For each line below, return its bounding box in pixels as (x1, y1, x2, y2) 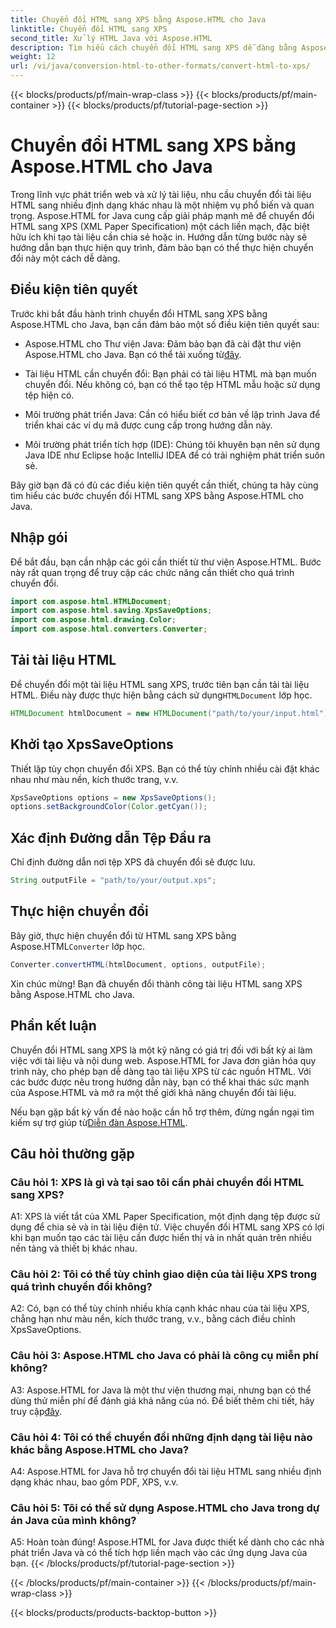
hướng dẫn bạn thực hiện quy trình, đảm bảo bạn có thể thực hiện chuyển (10, 241, 314, 253)
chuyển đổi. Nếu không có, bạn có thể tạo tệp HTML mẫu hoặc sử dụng (24, 378, 321, 390)
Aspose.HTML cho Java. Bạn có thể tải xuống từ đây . (24, 348, 242, 360)
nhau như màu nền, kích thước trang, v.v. (10, 773, 179, 785)
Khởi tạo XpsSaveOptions (10, 736, 174, 753)
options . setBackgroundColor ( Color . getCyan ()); (10, 802, 208, 812)
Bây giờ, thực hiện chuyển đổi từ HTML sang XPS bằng (10, 929, 237, 941)
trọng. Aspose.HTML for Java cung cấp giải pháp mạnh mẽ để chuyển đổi (10, 209, 315, 221)
